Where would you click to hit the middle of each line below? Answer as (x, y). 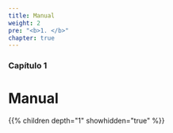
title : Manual (32, 16)
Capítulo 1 (28, 66)
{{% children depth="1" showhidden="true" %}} (86, 121)
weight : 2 (25, 23)
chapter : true (32, 38)
